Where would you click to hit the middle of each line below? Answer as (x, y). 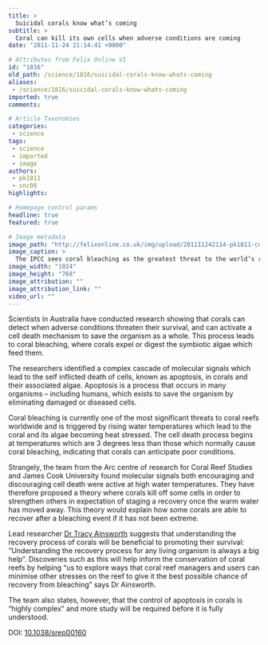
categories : (28, 126)
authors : (23, 171)
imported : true (33, 97)
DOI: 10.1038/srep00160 (47, 633)
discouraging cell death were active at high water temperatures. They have (132, 484)
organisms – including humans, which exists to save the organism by (121, 394)
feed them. (26, 353)
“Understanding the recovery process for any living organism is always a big (134, 551)
